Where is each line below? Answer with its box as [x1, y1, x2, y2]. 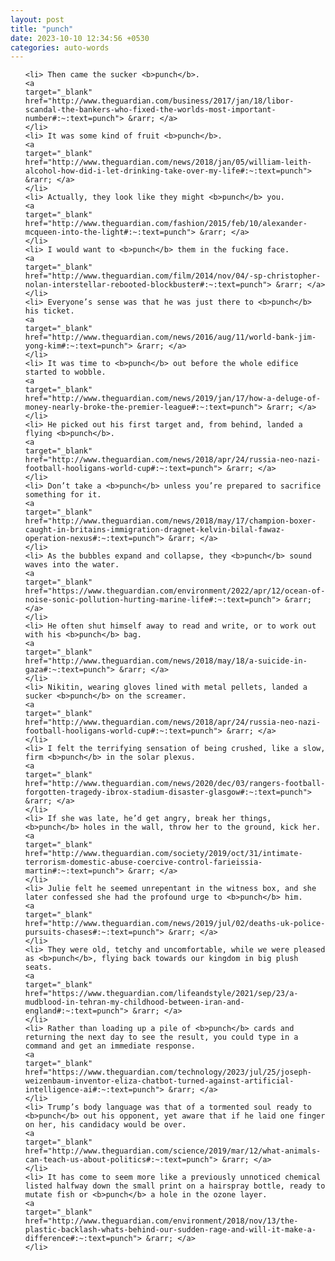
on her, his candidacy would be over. [24, 1120, 187, 1130]
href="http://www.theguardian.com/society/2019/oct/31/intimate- [24, 849, 303, 859]
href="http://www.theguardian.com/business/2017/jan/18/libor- [24, 96, 295, 106]
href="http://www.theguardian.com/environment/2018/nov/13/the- [24, 1216, 299, 1226]
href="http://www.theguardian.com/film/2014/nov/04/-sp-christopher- [24, 271, 322, 281]
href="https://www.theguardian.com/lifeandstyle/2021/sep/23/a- [24, 989, 299, 999]
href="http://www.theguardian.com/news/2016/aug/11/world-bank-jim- [24, 332, 317, 343]
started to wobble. [24, 367, 107, 378]
